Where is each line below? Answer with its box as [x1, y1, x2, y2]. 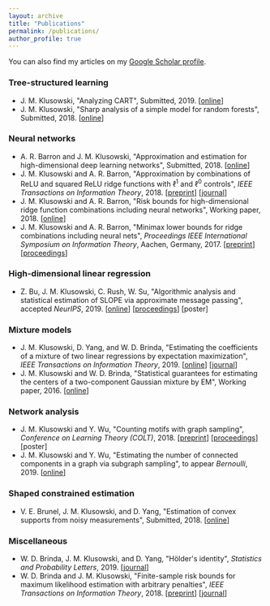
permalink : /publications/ [8, 27, 100, 35]
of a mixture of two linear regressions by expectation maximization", [19, 351, 248, 361]
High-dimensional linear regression [8, 268, 152, 279]
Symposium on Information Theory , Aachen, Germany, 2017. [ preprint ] [19, 239, 255, 249]
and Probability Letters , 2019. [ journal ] [19, 562, 149, 572]
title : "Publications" [8, 19, 85, 28]
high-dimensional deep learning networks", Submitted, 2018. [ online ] [19, 160, 251, 170]
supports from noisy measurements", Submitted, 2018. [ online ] [19, 515, 229, 525]
